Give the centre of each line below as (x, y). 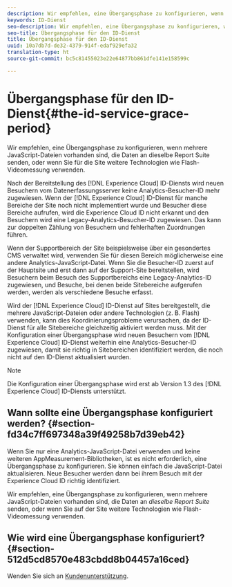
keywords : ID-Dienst (37, 20)
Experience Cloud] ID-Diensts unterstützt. (67, 391)
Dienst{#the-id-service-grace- (98, 113)
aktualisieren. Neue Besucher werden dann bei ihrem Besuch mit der (105, 473)
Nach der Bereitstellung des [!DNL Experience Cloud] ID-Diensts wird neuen (116, 183)
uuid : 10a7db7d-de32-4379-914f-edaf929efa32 (72, 46)
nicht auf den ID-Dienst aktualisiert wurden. (69, 356)
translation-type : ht (38, 53)
